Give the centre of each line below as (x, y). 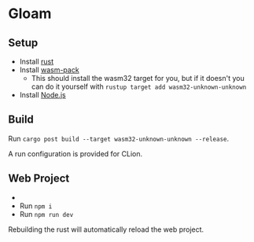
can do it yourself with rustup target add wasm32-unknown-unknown (139, 86)
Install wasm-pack (50, 70)
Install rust (36, 61)
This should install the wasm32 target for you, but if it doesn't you (138, 78)
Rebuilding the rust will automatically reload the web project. (106, 229)
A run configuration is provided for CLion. (75, 153)
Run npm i (36, 206)
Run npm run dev (46, 214)
